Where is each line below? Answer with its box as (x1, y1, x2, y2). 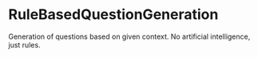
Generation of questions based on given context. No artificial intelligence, (8, 32, 251, 41)
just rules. (8, 40, 42, 49)
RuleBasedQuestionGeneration (8, 6, 219, 24)
